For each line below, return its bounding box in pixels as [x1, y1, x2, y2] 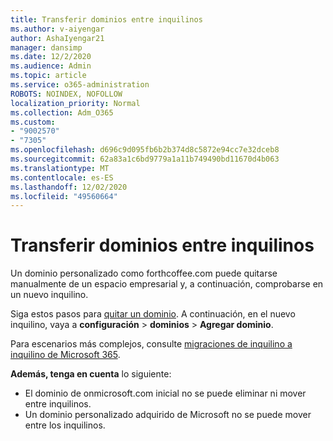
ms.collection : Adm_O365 [10, 107, 114, 118]
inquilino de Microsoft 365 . [10, 349, 121, 361]
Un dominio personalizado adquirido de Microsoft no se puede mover [24, 409, 312, 421]
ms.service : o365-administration [10, 80, 150, 90]
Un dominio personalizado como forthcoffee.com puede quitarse [10, 267, 278, 280]
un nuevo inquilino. [10, 289, 89, 301]
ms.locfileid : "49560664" [10, 191, 118, 201]
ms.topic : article [10, 71, 87, 81]
